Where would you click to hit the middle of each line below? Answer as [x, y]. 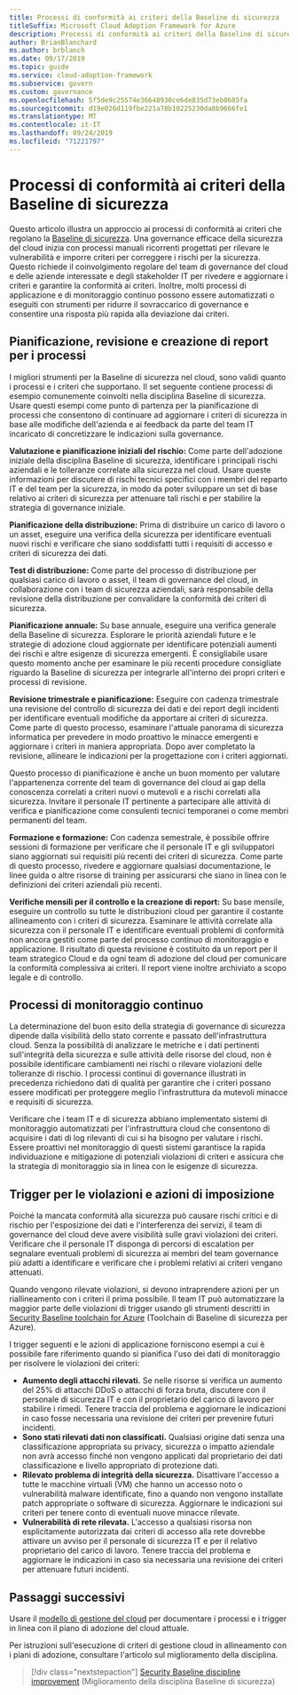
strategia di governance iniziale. [67, 507]
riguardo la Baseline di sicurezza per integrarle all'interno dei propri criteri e [147, 672]
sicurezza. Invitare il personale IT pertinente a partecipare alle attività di [140, 801]
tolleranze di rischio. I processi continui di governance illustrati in [128, 1074]
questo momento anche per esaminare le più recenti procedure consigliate [145, 663]
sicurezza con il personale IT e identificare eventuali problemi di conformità [147, 930]
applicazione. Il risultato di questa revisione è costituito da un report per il [143, 949]
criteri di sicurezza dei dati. [59, 553]
